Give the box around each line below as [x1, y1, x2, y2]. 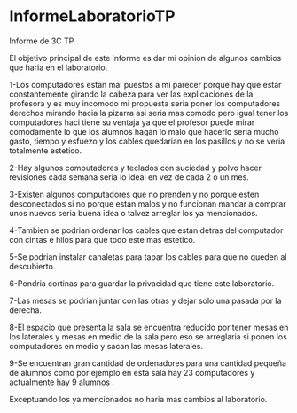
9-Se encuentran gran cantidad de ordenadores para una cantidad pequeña [9, 357, 286, 369]
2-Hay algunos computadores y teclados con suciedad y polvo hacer [9, 162, 262, 173]
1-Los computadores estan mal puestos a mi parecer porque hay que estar [9, 79, 282, 90]
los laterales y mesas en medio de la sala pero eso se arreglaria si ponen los [9, 331, 288, 342]
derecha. [9, 304, 43, 316]
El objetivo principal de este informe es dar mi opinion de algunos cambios [9, 52, 282, 63]
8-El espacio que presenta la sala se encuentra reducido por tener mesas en [9, 322, 289, 332]
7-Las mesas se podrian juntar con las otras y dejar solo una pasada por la [9, 295, 282, 306]
